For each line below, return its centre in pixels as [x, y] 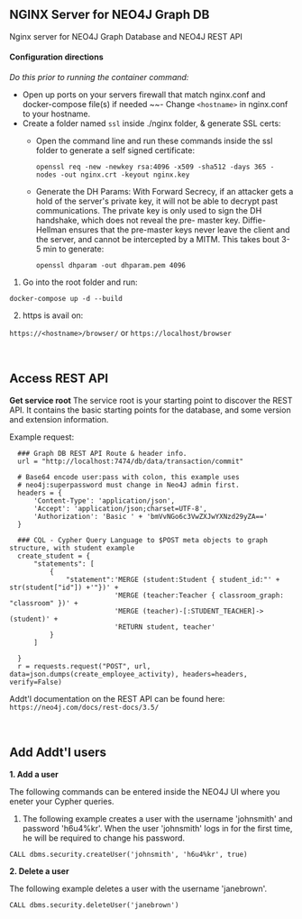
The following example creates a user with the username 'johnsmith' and [157, 818]
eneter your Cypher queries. [62, 801]
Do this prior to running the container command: [99, 77]
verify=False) [36, 682]
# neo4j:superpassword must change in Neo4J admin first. [129, 485]
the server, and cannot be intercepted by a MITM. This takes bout [157, 240]
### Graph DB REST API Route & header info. [102, 453]
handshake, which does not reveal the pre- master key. [138, 221]
